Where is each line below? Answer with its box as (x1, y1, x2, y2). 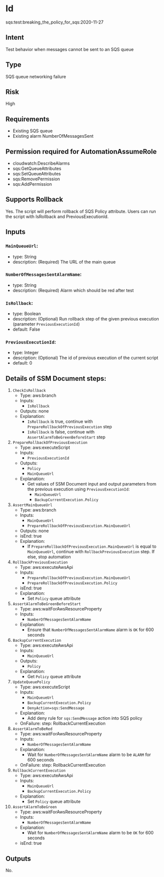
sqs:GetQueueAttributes (12, 166, 62, 171)
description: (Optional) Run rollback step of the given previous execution (12, 316, 160, 322)
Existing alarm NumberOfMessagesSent (12, 133, 94, 139)
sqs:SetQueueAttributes (12, 171, 61, 176)
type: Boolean (12, 311, 41, 317)
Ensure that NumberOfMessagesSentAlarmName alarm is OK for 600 (27, 627, 154, 633)
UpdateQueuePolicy (12, 680, 50, 685)
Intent (5, 33, 24, 42)
